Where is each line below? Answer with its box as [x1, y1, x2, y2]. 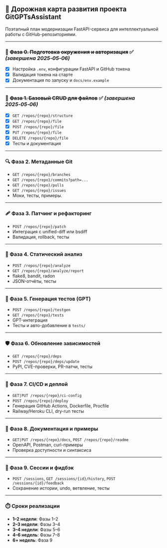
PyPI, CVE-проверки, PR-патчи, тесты [12, 364, 93, 369]
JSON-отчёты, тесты [12, 278, 56, 284]
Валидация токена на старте [12, 72, 73, 78]
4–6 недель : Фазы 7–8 [12, 532, 60, 538]
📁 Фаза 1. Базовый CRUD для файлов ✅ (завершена [5, 95, 135, 102]
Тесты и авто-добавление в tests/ [12, 323, 86, 329]
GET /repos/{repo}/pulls [12, 183, 64, 188]
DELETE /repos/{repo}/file [12, 136, 69, 141]
